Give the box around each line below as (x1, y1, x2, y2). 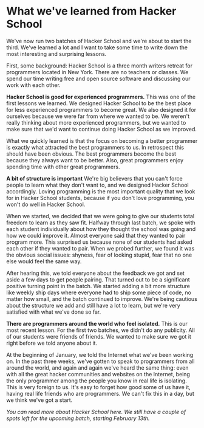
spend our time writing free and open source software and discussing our (6, 75, 191, 82)
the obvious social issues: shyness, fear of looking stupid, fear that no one (6, 251, 192, 258)
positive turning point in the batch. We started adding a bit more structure (6, 282, 190, 289)
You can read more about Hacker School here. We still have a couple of (6, 408, 186, 415)
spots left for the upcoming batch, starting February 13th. (6, 415, 150, 422)
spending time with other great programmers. (6, 163, 120, 170)
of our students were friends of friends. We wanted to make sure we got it (6, 333, 191, 340)
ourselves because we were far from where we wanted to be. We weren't (6, 112, 190, 120)
